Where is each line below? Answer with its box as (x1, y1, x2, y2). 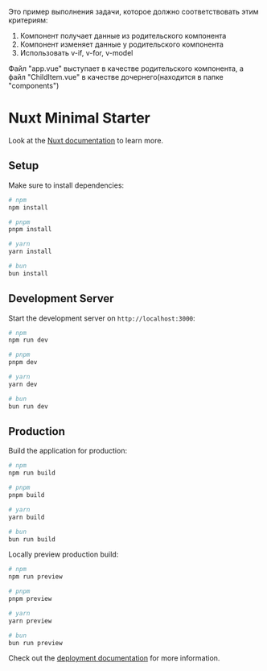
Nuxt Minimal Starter (8, 109, 151, 127)
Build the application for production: (8, 446, 127, 456)
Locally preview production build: (8, 549, 119, 559)
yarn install (8, 247, 52, 256)
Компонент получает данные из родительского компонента (19, 31, 227, 40)
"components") (8, 81, 60, 90)
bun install (8, 269, 48, 277)
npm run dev (8, 336, 48, 345)
